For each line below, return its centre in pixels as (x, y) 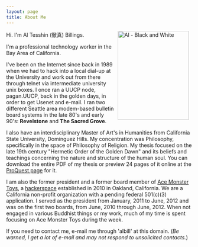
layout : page (22, 12)
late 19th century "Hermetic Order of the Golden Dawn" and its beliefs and (97, 151)
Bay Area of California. (34, 53)
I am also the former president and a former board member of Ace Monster (98, 182)
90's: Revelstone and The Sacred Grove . (56, 121)
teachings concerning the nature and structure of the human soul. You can (97, 158)
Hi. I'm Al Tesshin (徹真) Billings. (45, 35)
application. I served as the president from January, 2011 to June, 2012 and (98, 201)
